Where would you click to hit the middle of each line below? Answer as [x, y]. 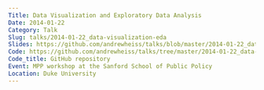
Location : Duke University [52, 74]
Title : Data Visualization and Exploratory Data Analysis [105, 15]
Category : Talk [33, 30]
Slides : [21, 45]
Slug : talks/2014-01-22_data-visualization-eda [88, 37]
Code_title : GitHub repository [59, 59]
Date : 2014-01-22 [37, 23]
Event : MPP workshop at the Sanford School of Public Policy [110, 67]
